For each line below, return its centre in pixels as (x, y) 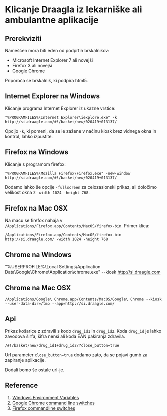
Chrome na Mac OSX (38, 287)
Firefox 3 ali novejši (32, 65)
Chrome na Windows (38, 254)
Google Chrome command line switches (53, 403)
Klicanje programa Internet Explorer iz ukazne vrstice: (60, 108)
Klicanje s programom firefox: (36, 164)
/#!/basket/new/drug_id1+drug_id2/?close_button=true (62, 345)
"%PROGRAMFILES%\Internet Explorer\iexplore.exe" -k (61, 117)
